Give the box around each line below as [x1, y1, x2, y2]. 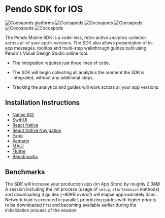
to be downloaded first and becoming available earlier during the [5, 202, 137, 208]
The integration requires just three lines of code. [12, 60, 110, 66]
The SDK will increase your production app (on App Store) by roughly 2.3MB [5, 181, 160, 187]
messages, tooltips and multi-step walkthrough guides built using [14, 45, 147, 51]
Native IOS [12, 111, 34, 117]
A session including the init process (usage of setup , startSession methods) [5, 186, 160, 192]
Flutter [12, 148, 26, 154]
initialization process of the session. [5, 207, 78, 213]
